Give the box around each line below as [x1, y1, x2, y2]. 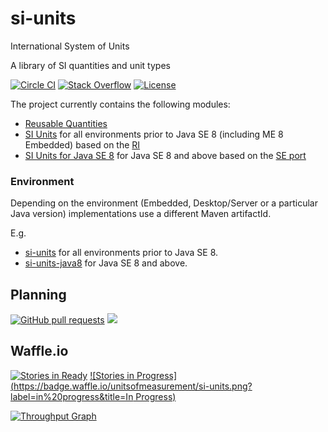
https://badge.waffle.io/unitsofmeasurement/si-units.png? [13, 380, 253, 392]
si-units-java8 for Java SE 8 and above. [24, 257, 188, 269]
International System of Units [10, 40, 130, 52]
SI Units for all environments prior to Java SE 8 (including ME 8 [24, 128, 284, 140]
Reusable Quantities [24, 117, 108, 129]
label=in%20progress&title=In [10, 390, 134, 402]
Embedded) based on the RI [24, 138, 141, 151]
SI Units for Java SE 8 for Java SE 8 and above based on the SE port [24, 149, 307, 161]
